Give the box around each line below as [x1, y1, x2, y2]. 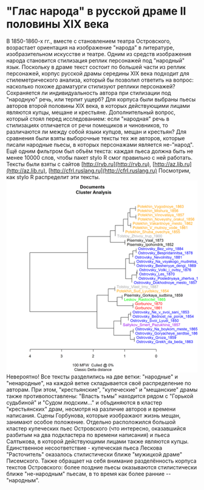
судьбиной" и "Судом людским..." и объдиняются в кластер [6, 399, 163, 406]
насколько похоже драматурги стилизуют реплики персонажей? [6, 82, 175, 90]
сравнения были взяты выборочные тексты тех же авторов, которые [6, 134, 185, 141]
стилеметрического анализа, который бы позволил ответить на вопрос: [6, 76, 194, 83]
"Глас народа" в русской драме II [6, 4, 186, 18]
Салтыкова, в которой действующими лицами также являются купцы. [6, 438, 189, 445]
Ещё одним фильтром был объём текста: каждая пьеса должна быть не [6, 147, 194, 155]
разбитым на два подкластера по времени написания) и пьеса [6, 431, 170, 438]
